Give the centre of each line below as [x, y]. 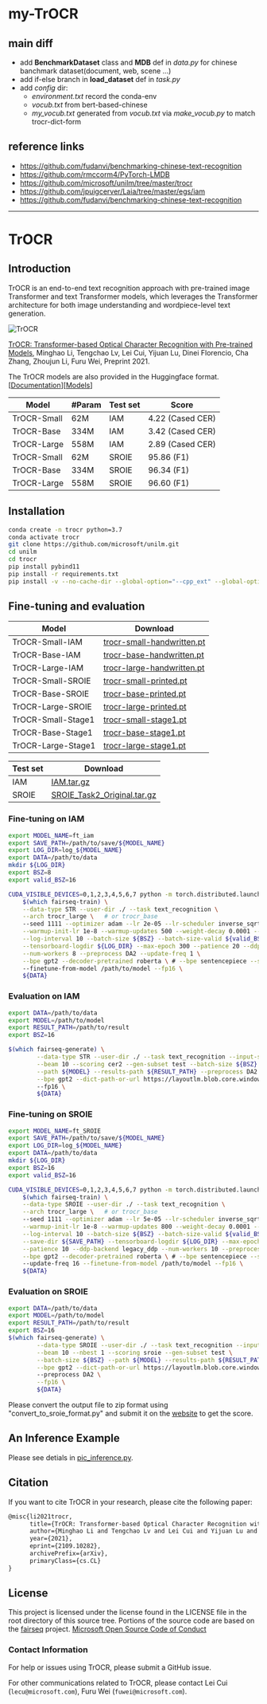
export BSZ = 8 [30, 873]
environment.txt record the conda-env [94, 96]
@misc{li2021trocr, [41, 1516]
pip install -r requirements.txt [64, 574]
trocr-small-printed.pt [145, 681]
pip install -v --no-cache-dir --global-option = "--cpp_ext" [110, 581]
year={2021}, [51, 1539]
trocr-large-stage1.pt [145, 746]
